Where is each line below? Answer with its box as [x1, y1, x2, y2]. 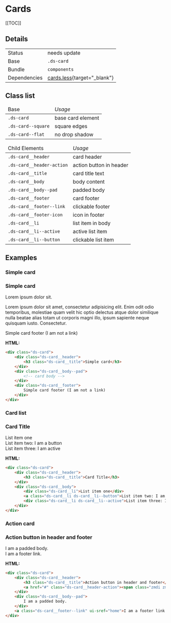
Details [5, 35, 28, 43]
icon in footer [73, 211, 105, 218]
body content [73, 178, 105, 185]
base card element [54, 114, 99, 121]
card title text [73, 169, 104, 177]
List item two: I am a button [5, 440, 62, 446]
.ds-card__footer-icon [8, 212, 63, 217]
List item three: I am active [5, 445, 61, 452]
